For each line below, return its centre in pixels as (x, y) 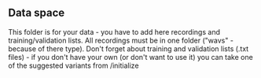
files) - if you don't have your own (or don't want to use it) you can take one (130, 57)
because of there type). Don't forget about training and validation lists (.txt (129, 48)
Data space (37, 13)
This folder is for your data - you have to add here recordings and (114, 32)
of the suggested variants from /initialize (74, 65)
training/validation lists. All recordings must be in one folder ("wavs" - (121, 40)
